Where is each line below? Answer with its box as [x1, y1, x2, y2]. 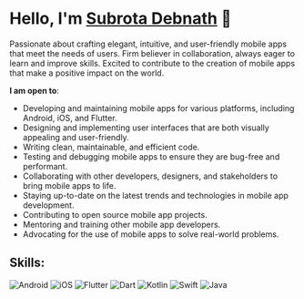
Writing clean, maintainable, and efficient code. [22, 141, 200, 152]
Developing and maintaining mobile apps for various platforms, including [22, 102, 295, 113]
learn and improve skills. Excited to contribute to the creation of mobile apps [9, 57, 296, 68]
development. [22, 200, 75, 211]
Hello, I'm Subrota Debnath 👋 [9, 8, 232, 29]
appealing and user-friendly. [22, 131, 129, 142]
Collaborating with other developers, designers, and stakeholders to [22, 170, 279, 181]
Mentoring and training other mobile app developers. [22, 219, 221, 230]
